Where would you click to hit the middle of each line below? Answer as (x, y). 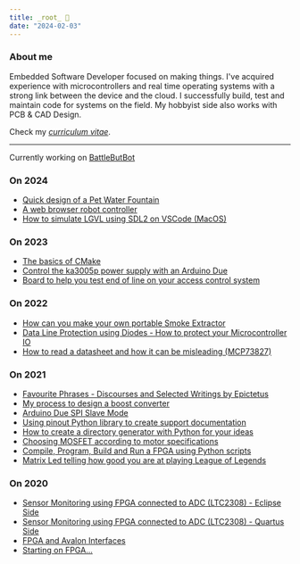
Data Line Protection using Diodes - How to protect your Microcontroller (154, 332)
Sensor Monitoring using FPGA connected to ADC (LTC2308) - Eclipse (151, 503)
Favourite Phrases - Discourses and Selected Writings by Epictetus (146, 394)
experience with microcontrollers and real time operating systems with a (142, 86)
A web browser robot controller (80, 210)
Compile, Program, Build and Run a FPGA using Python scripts (137, 451)
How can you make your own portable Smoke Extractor (124, 323)
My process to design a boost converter (96, 403)
